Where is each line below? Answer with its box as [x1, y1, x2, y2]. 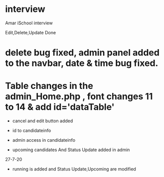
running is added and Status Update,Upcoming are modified [12, 166, 136, 172]
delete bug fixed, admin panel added [5, 47, 160, 58]
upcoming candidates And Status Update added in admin [12, 147, 130, 153]
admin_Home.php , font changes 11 [5, 91, 153, 102]
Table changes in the [5, 81, 93, 91]
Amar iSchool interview [5, 20, 53, 26]
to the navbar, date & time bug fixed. [5, 58, 159, 69]
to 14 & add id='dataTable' [5, 101, 115, 113]
